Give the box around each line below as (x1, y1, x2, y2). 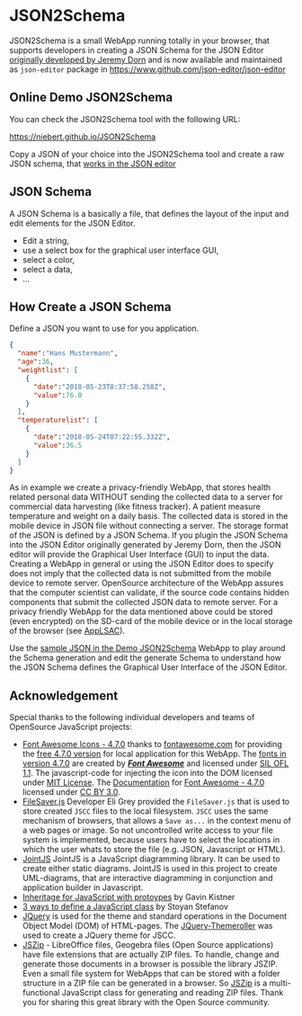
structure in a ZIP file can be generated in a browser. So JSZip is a (22, 977, 268, 989)
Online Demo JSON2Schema (9, 90, 173, 105)
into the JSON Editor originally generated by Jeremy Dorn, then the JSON (9, 539, 281, 550)
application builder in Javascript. (22, 882, 144, 893)
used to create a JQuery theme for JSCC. (22, 930, 177, 940)
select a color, (22, 254, 75, 265)
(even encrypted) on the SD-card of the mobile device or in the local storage (9, 616, 293, 627)
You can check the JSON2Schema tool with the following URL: (9, 113, 241, 124)
